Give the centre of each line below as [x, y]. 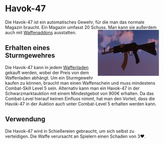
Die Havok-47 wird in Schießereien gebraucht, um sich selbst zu [70, 131]
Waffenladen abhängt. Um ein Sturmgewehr [49, 78]
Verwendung [25, 119]
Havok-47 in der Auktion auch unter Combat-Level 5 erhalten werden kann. [81, 104]
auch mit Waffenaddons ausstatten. [41, 32]
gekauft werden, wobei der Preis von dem [47, 72]
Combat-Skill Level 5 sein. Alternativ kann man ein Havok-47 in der [72, 88]
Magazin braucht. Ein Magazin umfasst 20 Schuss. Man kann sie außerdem [81, 27]
